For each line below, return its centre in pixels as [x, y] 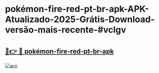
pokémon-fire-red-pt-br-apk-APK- [77, 9]
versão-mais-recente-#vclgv [66, 30]
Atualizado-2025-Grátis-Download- [80, 19]
